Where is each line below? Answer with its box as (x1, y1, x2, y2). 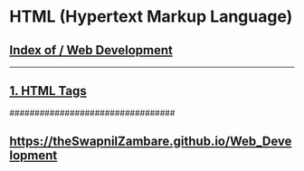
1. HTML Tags (9, 83, 88, 99)
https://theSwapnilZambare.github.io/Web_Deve (9, 134, 292, 149)
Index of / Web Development (9, 43, 174, 58)
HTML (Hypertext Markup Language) (9, 6, 293, 27)
